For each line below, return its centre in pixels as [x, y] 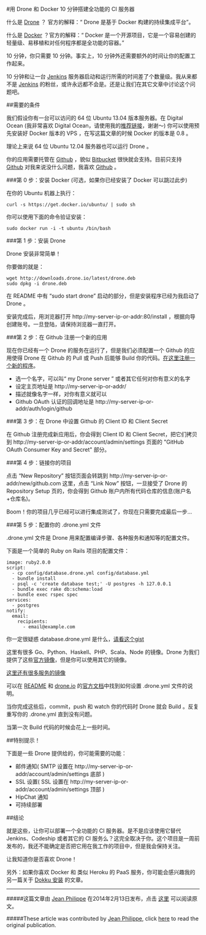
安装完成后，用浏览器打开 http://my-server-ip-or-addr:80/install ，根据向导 [101, 317]
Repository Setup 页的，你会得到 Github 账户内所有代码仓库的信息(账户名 [99, 491]
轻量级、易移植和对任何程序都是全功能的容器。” [65, 43]
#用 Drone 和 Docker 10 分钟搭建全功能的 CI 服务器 [71, 9]
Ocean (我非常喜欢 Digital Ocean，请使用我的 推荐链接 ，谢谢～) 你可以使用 [100, 125]
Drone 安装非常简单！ [34, 254]
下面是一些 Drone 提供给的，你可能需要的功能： [67, 753]
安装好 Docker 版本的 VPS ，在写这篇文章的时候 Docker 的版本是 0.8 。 [101, 133]
